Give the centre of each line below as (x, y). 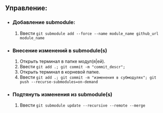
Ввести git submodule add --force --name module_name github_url (89, 33)
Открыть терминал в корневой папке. (60, 72)
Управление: (26, 8)
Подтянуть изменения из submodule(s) (62, 94)
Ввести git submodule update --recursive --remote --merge (82, 105)
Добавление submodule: (44, 22)
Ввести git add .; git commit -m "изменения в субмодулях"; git (88, 77)
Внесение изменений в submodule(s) (60, 50)
